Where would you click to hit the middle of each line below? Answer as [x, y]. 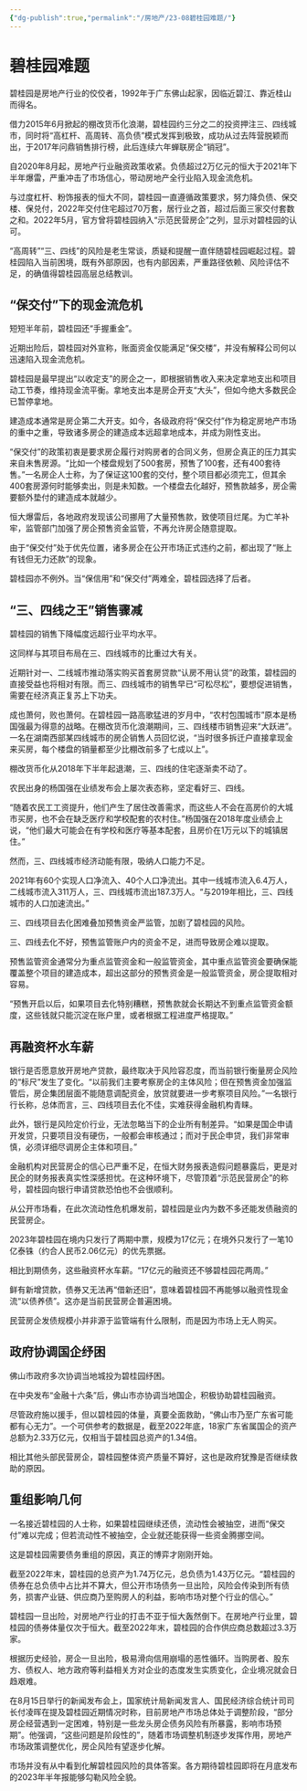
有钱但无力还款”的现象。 [56, 559]
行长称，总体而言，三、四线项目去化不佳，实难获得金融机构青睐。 [133, 1105]
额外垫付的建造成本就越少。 [69, 498]
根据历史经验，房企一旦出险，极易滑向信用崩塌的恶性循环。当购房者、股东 [149, 1658]
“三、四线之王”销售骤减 [76, 610]
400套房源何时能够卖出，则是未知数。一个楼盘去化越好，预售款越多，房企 [149, 486]
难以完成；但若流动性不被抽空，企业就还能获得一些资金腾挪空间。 [145, 1534]
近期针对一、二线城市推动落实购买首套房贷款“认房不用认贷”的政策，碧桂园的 [153, 673]
